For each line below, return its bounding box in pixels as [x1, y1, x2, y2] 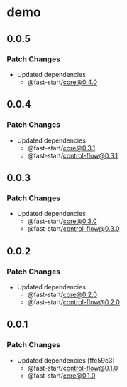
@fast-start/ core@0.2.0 [27, 290, 97, 299]
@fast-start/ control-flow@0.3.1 [27, 151, 118, 160]
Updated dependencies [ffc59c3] [16, 356, 115, 364]
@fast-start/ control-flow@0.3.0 [27, 225, 120, 233]
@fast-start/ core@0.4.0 [27, 78, 97, 86]
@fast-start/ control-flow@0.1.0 [27, 363, 118, 372]
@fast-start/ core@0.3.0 [27, 217, 97, 225]
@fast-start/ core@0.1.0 [27, 371, 96, 380]
